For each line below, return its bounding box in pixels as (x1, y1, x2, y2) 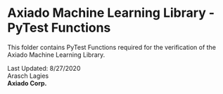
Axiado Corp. (7, 79, 47, 87)
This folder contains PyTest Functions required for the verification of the (7, 43, 217, 51)
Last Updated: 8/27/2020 (7, 64, 81, 72)
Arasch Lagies (7, 72, 49, 80)
